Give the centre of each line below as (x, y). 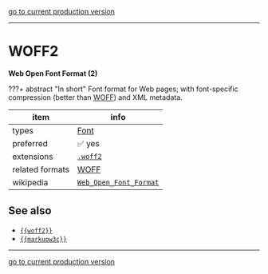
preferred (30, 143)
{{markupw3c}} (43, 239)
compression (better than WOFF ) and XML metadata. (96, 97)
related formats (41, 169)
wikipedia (30, 182)
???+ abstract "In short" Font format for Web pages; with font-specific (123, 89)
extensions (33, 157)
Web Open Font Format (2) (53, 73)
